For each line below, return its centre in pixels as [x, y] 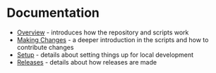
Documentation [53, 13]
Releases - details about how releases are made [86, 62]
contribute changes [45, 47]
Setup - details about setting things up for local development [105, 55]
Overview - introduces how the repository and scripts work [103, 32]
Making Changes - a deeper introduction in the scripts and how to [113, 39]
